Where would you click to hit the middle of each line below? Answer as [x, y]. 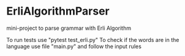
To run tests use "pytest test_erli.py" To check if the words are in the [93, 40]
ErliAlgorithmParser [58, 11]
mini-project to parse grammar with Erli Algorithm [69, 28]
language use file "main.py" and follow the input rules [74, 46]
